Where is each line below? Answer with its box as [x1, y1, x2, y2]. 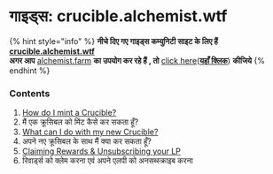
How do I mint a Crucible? [21, 108, 117, 118]
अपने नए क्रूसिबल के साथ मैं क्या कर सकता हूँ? [21, 136, 152, 147]
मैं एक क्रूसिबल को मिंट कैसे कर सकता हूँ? [21, 117, 139, 127]
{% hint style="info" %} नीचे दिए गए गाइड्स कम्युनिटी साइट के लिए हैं [9, 35, 219, 46]
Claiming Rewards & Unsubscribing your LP [21, 146, 182, 156]
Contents [9, 87, 51, 99]
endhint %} [9, 64, 51, 76]
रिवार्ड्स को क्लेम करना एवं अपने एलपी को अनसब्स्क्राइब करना [21, 155, 193, 166]
